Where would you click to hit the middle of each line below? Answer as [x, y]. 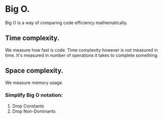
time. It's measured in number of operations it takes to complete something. [82, 55]
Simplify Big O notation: [34, 95]
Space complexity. [34, 71]
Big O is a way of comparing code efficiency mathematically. [66, 23]
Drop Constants [28, 106]
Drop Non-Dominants [34, 111]
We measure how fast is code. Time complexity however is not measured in [81, 50]
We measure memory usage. [34, 83]
